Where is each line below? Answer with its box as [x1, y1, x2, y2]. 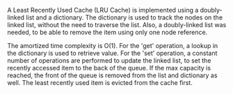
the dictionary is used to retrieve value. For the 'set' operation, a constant [7, 49, 218, 57]
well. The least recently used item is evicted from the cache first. [7, 79, 193, 86]
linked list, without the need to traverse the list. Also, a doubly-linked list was [7, 21, 227, 29]
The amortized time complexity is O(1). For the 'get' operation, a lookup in [7, 42, 218, 49]
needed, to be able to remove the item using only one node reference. [7, 28, 208, 36]
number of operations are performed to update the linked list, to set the [7, 56, 211, 65]
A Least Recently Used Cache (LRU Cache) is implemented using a [7, 6, 199, 14]
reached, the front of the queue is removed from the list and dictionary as [7, 71, 218, 79]
